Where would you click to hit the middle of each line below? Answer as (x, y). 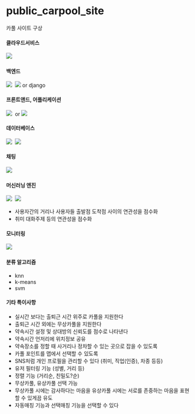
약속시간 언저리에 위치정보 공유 (50, 338)
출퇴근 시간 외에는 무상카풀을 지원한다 (58, 324)
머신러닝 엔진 (21, 185)
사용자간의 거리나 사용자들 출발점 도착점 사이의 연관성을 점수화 (86, 211)
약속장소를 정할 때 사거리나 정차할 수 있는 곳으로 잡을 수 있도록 (86, 346)
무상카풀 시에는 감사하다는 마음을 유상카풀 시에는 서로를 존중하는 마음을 (96, 390)
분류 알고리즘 (21, 262)
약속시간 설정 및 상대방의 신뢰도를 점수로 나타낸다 (71, 331)
